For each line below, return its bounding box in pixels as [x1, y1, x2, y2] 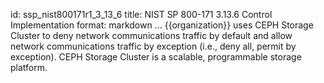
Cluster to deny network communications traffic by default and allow [10, 30, 293, 41]
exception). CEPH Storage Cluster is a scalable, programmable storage [10, 51, 302, 63]
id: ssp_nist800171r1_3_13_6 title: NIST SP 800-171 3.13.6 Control [10, 9, 273, 20]
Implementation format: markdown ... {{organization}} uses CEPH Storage [10, 19, 314, 31]
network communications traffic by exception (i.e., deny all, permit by [10, 40, 297, 52]
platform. [10, 62, 48, 73]
